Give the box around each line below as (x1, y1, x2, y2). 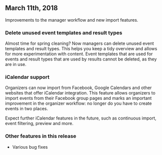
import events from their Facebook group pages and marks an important (5, 95, 152, 101)
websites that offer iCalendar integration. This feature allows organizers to (5, 90, 156, 96)
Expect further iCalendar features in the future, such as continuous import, (5, 115, 157, 121)
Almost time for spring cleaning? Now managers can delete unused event (5, 40, 154, 46)
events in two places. (5, 106, 48, 112)
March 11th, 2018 (5, 4, 58, 12)
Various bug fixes (12, 144, 48, 150)
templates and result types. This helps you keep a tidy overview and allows (5, 46, 158, 52)
